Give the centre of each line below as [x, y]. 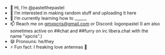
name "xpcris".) [26, 36]
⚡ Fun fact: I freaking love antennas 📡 [49, 47]
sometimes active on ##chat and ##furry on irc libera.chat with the [79, 31]
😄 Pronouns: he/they [32, 41]
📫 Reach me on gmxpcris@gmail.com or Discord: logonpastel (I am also [85, 24]
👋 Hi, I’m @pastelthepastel [37, 8]
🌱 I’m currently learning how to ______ [48, 18]
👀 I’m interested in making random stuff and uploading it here [73, 13]
